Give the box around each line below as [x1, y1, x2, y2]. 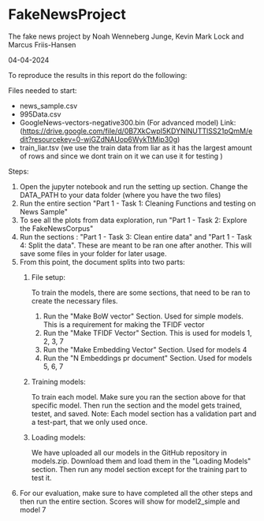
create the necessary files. [31, 296, 118, 305]
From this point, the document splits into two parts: [19, 257, 185, 266]
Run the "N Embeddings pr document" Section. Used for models [43, 353, 252, 363]
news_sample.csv [19, 101, 78, 110]
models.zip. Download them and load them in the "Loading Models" [31, 456, 251, 466]
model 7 [19, 504, 46, 514]
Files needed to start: [8, 85, 77, 95]
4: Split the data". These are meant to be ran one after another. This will [19, 240, 252, 250]
